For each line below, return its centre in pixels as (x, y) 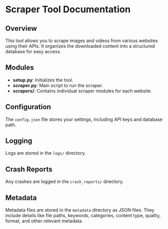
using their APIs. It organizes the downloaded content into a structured (80, 46)
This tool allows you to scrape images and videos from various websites (82, 40)
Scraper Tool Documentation (68, 9)
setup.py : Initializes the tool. (43, 80)
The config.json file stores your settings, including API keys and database (84, 119)
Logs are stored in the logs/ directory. (46, 153)
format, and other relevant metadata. (44, 221)
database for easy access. (33, 51)
